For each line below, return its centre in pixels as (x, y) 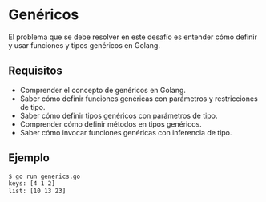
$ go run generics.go (44, 176)
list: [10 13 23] (37, 191)
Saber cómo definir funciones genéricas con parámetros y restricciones (139, 99)
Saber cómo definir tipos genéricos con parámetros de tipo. (119, 115)
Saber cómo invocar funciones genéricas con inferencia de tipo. (126, 132)
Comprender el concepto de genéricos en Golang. (103, 90)
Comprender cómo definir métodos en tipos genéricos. (111, 124)
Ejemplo (29, 158)
